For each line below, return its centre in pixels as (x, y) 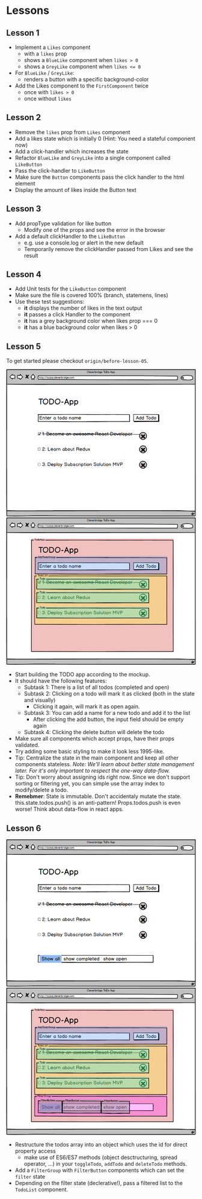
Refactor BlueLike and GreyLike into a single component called (93, 158)
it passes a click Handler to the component (77, 315)
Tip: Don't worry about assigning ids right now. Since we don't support (103, 777)
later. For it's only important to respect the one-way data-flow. (92, 771)
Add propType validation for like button (63, 223)
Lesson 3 (24, 209)
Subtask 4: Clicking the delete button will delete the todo (94, 732)
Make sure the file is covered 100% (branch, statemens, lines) (91, 295)
